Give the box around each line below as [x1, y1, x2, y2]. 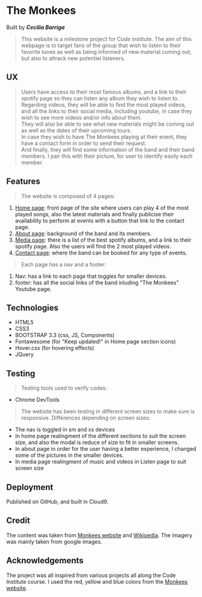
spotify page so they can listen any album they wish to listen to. [21, 94, 179, 102]
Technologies [6, 303, 59, 313]
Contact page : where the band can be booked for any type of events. [14, 249, 188, 256]
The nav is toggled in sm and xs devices [14, 426, 115, 433]
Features [6, 176, 40, 187]
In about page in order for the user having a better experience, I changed [14, 445, 197, 453]
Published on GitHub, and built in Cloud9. [6, 498, 109, 505]
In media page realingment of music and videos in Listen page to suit [14, 458, 187, 465]
